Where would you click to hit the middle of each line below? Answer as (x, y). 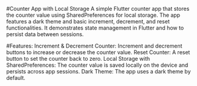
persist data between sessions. (45, 34)
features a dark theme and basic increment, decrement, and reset (88, 21)
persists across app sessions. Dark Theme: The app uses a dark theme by (99, 71)
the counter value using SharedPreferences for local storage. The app (93, 15)
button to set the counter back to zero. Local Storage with (78, 59)
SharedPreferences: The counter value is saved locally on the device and (97, 65)
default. (16, 78)
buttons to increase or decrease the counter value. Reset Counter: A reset (98, 52)
